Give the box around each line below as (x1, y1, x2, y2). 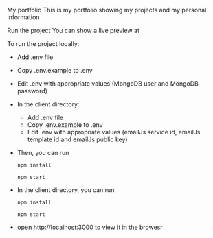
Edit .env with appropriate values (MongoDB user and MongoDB (16, 80, 199, 88)
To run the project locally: (7, 40, 80, 47)
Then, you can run (16, 149, 69, 156)
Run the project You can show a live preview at (7, 27, 139, 34)
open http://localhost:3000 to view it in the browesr (16, 223, 163, 231)
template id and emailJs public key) (27, 135, 128, 143)
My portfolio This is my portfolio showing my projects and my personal (7, 6, 207, 14)
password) (16, 87, 48, 95)
